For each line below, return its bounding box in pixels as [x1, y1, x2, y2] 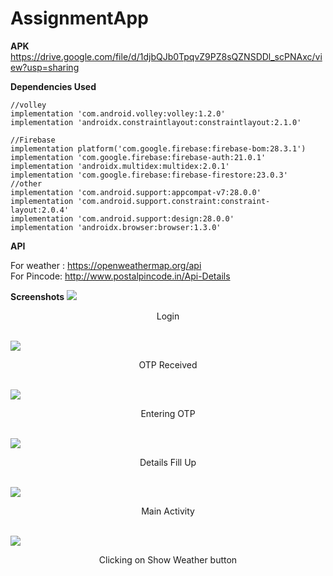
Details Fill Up [139, 456, 197, 468]
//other [10, 178, 43, 189]
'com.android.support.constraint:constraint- [77, 196, 271, 206]
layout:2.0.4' [10, 205, 70, 215]
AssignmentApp [10, 7, 149, 30]
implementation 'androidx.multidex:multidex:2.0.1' [10, 161, 230, 171]
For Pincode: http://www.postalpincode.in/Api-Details [10, 270, 231, 282]
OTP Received [138, 358, 198, 371]
